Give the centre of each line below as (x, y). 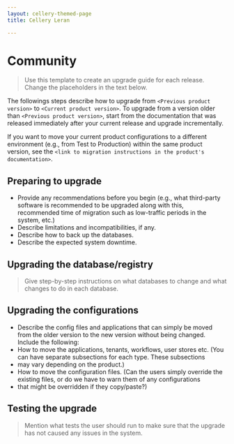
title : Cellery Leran (39, 20)
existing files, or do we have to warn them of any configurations (109, 379)
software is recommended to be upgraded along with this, (101, 205)
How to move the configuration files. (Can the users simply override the (120, 371)
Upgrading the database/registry (80, 264)
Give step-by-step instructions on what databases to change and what (125, 281)
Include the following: (48, 342)
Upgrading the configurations (73, 310)
